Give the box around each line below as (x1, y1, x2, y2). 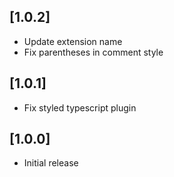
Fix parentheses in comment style (23, 46, 164, 58)
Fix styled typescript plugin (23, 101, 137, 114)
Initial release (23, 157, 79, 169)
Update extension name (23, 35, 123, 47)
